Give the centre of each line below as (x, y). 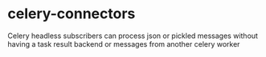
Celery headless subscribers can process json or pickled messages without (133, 36)
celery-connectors (72, 14)
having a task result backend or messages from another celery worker (124, 44)
